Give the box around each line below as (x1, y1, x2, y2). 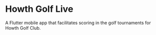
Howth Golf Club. (5, 25, 41, 31)
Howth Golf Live (5, 3, 73, 15)
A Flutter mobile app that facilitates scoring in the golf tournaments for (5, 20, 151, 26)
